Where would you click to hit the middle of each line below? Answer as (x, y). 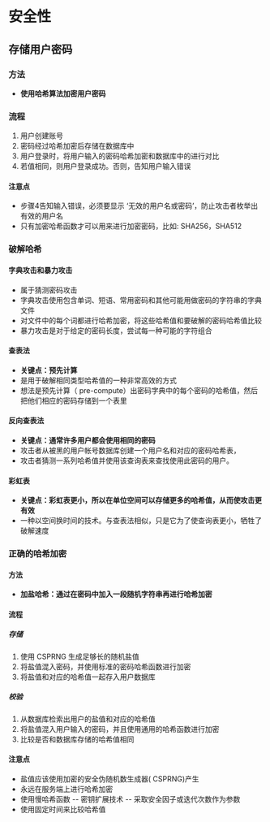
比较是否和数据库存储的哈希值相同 (77, 739)
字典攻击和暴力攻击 (41, 270)
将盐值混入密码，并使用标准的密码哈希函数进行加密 (105, 666)
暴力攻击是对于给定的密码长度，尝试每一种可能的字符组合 (116, 331)
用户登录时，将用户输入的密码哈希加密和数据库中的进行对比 (120, 156)
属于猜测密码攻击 (49, 290)
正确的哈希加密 (38, 554)
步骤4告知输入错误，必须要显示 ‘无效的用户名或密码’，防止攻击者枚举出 (139, 206)
